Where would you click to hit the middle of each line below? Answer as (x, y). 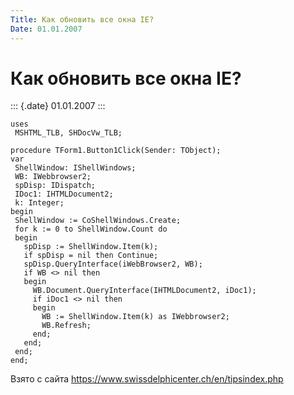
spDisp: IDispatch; (55, 186)
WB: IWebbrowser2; (53, 177)
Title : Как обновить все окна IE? (82, 19)
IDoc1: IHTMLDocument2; (64, 194)
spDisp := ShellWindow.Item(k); (91, 247)
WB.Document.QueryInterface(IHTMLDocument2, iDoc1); (144, 291)
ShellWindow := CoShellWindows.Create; (98, 221)
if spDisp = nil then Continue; (91, 256)
